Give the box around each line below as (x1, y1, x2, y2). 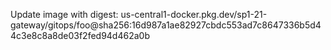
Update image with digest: (10, 9, 119, 20)
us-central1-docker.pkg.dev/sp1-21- (120, 9, 268, 20)
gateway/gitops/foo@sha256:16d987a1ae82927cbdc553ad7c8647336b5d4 (10, 19, 322, 31)
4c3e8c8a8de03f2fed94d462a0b (10, 30, 150, 41)
